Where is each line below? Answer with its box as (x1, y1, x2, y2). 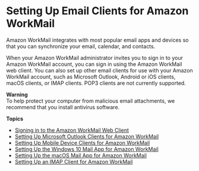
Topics (6, 115, 24, 122)
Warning (6, 91, 28, 98)
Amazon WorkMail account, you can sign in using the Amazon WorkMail (6, 61, 182, 68)
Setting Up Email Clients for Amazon (6, 4, 189, 18)
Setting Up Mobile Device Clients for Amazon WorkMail (14, 139, 150, 146)
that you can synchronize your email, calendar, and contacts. (6, 43, 156, 50)
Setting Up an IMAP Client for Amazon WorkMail (14, 158, 133, 165)
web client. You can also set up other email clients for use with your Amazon (6, 66, 193, 74)
